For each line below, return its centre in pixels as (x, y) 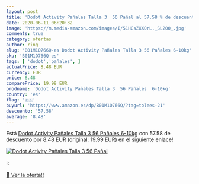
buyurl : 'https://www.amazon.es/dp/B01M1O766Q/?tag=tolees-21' (86, 105)
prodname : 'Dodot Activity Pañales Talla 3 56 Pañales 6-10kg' (88, 89)
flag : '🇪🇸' (21, 100)
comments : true (25, 34)
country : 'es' (24, 94)
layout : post (22, 12)
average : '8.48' (26, 116)
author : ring (22, 45)
